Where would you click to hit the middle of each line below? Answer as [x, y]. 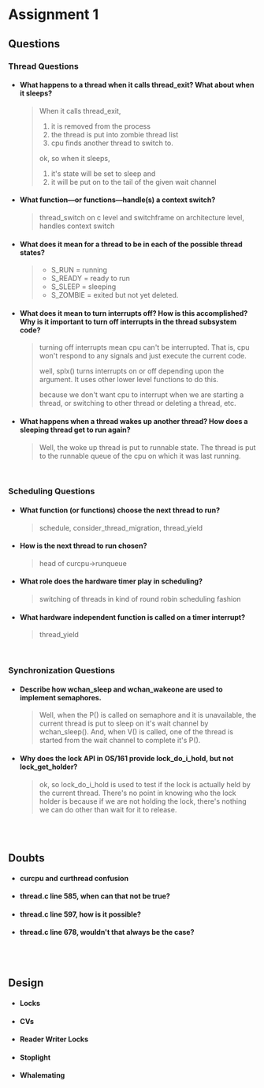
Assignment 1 [54, 15]
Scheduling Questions [52, 491]
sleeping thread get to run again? [75, 430]
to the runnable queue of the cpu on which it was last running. [140, 456]
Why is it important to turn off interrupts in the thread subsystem [128, 321]
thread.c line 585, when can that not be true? [95, 896]
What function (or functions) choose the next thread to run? [120, 510]
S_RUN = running [79, 270]
